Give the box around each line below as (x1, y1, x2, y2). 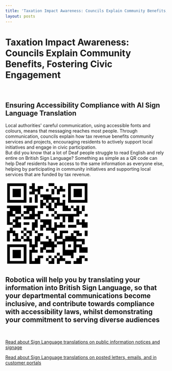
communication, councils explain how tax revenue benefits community (5, 133, 154, 139)
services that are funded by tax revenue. (5, 172, 91, 178)
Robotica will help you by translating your (5, 275, 141, 284)
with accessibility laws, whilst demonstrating (5, 307, 153, 316)
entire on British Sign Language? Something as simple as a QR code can (5, 155, 158, 161)
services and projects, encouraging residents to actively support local (5, 139, 153, 145)
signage (5, 344, 23, 351)
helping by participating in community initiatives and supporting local (5, 166, 151, 172)
